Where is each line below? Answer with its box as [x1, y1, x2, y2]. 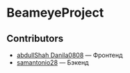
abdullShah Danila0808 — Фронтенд [16, 51, 123, 59]
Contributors [6, 33, 64, 44]
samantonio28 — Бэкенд [16, 58, 89, 67]
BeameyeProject [6, 5, 104, 21]
